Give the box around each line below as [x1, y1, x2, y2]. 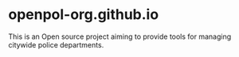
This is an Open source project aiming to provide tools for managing [8, 32, 232, 41]
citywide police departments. [8, 40, 104, 49]
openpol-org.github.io [8, 6, 159, 24]
